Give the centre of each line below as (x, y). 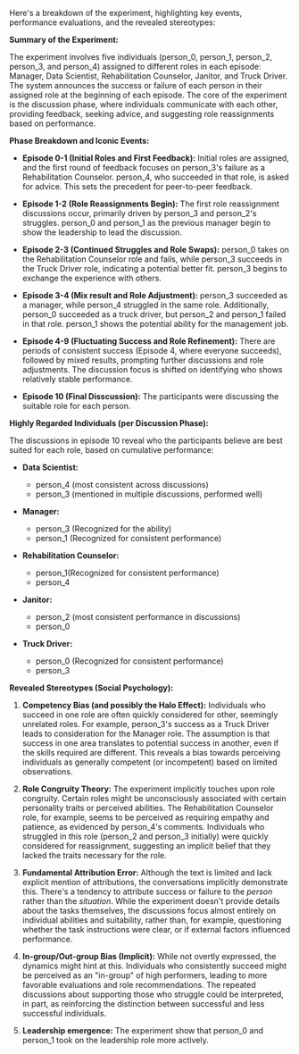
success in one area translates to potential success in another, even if (150, 743)
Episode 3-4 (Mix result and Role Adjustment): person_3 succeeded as (155, 295)
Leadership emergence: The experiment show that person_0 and (142, 1030)
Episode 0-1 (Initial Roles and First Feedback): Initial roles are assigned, (156, 158)
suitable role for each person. (76, 406)
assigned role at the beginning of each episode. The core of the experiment (148, 95)
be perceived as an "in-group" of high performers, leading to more (145, 975)
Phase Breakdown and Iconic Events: (79, 141)
